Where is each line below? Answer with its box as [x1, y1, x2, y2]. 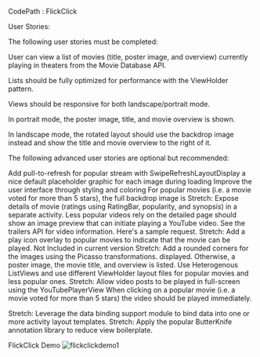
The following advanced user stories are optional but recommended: [8, 153, 229, 162]
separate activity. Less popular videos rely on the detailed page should [8, 210, 237, 219]
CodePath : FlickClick [8, 7, 78, 16]
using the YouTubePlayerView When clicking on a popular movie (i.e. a [8, 286, 236, 294]
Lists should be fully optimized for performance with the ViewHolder [8, 76, 229, 85]
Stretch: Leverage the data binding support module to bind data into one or [8, 309, 251, 318]
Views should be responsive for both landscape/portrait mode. [8, 100, 210, 108]
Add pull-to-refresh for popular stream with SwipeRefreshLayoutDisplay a [8, 169, 247, 177]
